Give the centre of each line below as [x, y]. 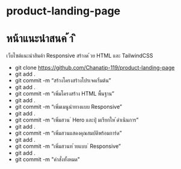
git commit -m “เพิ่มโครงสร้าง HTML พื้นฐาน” [64, 94]
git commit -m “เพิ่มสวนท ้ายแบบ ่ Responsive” [68, 146]
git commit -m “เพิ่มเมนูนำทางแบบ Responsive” [68, 107]
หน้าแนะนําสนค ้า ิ [41, 39]
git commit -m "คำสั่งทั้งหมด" [47, 159]
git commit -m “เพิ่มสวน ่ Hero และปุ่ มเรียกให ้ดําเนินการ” [77, 120]
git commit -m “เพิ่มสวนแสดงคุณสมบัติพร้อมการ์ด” [68, 133]
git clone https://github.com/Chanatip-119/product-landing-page [95, 68]
